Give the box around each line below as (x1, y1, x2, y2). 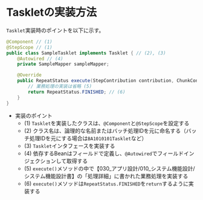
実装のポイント (14, 112, 53, 119)
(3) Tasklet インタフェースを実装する (24, 142, 115, 149)
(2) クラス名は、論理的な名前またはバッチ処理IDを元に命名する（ (24, 127, 186, 134)
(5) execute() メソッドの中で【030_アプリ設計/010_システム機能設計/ (24, 164, 195, 172)
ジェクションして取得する (24, 157, 88, 164)
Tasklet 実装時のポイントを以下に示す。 (6, 27, 105, 34)
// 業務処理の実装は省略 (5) (28, 83, 92, 89)
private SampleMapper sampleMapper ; (17, 61, 110, 67)
